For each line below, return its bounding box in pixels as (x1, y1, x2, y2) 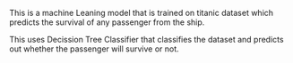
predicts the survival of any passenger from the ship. (9, 17, 205, 28)
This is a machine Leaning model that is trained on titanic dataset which (9, 8, 274, 18)
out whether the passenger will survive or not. (9, 43, 179, 54)
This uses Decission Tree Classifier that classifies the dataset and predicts (9, 35, 284, 44)
